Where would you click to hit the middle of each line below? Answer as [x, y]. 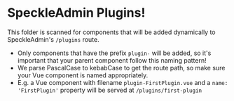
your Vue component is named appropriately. [83, 75]
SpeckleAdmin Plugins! [76, 13]
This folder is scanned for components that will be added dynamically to [111, 32]
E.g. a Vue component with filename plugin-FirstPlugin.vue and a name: [123, 82]
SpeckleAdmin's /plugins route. [53, 39]
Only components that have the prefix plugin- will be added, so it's [114, 53]
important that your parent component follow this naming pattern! [112, 60]
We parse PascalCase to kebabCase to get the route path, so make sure [121, 68]
